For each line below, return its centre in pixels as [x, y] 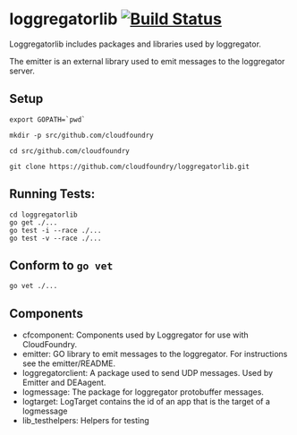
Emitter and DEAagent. [64, 383]
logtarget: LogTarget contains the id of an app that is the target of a [146, 402]
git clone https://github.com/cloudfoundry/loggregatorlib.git [130, 166]
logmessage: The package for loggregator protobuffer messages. [143, 392]
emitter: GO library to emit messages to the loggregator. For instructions [155, 354]
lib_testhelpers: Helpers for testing [85, 421]
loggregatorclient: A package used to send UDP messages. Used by [148, 373]
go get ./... [34, 222]
